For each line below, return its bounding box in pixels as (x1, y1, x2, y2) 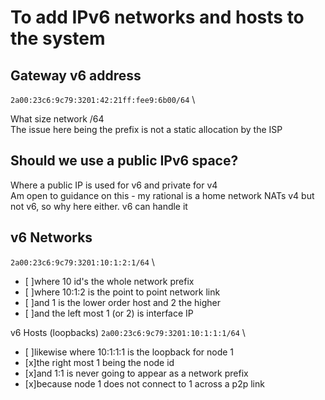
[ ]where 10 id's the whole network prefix (24, 275, 195, 287)
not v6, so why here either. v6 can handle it (10, 200, 188, 212)
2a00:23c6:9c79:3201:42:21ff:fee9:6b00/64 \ (10, 94, 196, 105)
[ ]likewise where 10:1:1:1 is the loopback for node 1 (24, 346, 235, 358)
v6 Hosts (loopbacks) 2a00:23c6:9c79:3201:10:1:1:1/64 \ (10, 326, 246, 338)
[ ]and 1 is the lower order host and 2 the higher (24, 296, 222, 308)
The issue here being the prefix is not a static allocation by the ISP (10, 124, 283, 135)
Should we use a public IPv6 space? (10, 152, 239, 170)
